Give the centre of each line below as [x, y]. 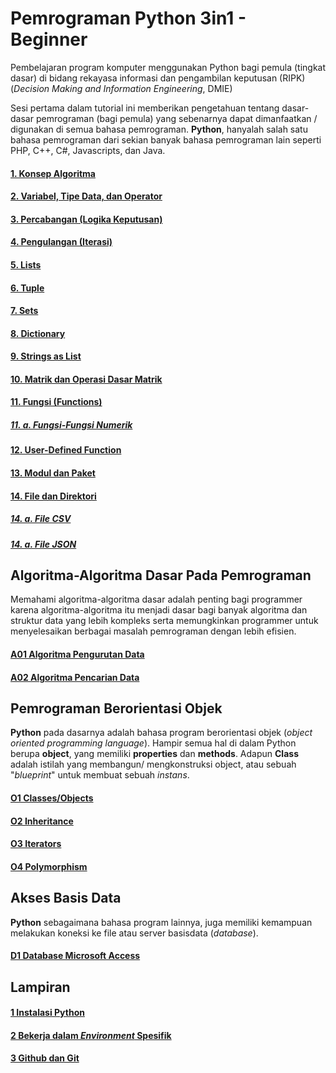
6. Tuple [27, 288]
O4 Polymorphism [49, 866]
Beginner [49, 39]
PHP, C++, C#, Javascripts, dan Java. [88, 150]
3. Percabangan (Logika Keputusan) [86, 219]
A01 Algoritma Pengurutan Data [77, 654]
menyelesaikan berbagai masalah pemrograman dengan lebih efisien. [153, 631]
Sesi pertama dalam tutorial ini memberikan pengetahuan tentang [145, 108]
